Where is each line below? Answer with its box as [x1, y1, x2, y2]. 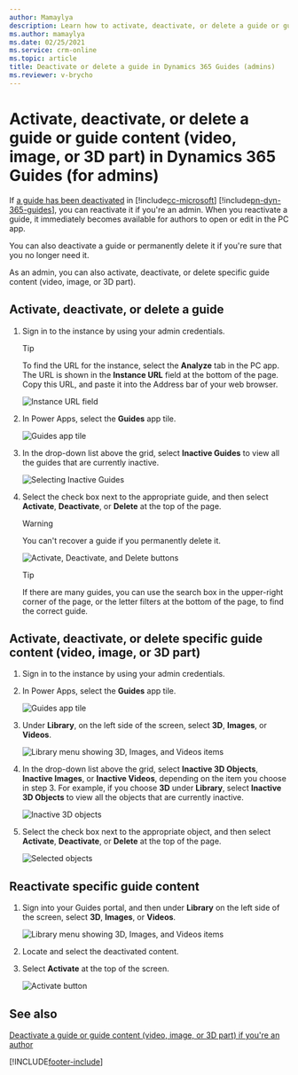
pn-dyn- [250, 194, 281, 205]
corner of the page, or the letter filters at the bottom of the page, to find [21, 596, 284, 607]
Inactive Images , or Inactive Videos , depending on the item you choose [21, 773, 286, 784]
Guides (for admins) [9, 165, 160, 185]
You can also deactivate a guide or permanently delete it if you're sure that [9, 240, 282, 251]
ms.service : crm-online [9, 46, 98, 55]
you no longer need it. [9, 249, 90, 260]
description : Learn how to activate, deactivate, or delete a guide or [9, 21, 279, 30]
